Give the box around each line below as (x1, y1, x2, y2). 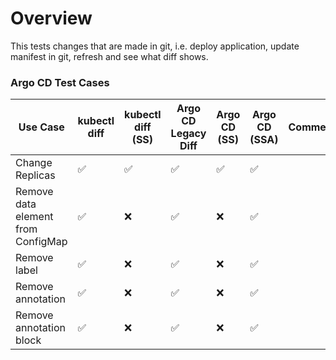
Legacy (170, 127, 207, 141)
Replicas (15, 168, 56, 182)
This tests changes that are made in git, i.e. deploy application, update (10, 40, 300, 52)
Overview (10, 7, 93, 30)
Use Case (18, 120, 65, 134)
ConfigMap (15, 235, 68, 249)
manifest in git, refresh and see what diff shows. (10, 50, 209, 62)
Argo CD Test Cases (10, 75, 110, 89)
